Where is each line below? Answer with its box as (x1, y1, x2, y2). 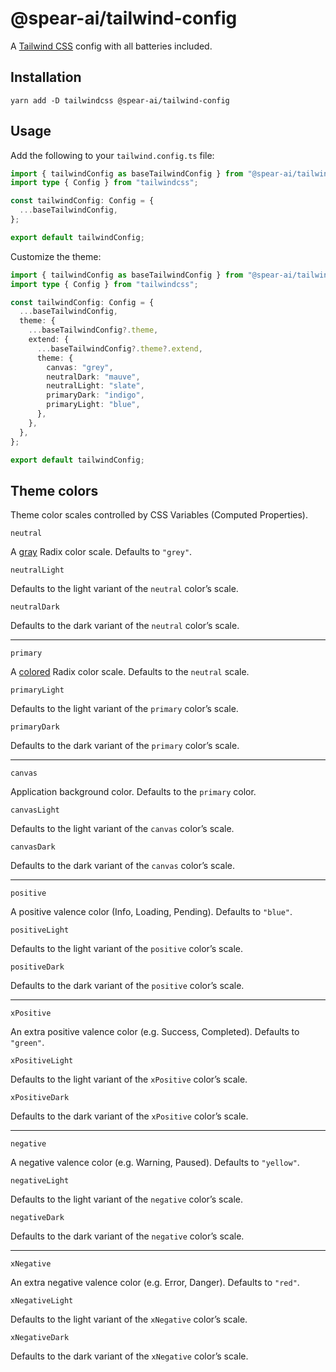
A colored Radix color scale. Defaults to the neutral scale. (10, 666, 250, 678)
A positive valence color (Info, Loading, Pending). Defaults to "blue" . (10, 906, 293, 918)
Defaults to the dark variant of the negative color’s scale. (10, 1230, 245, 1242)
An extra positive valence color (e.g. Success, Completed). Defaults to (10, 1026, 300, 1038)
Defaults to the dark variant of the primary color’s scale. (10, 740, 240, 752)
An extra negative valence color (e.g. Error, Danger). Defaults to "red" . (10, 1277, 300, 1289)
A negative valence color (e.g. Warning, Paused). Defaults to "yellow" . (10, 1157, 300, 1169)
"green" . (10, 1037, 45, 1049)
